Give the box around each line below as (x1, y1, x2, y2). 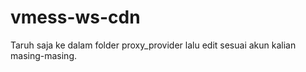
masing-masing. (10, 49, 77, 61)
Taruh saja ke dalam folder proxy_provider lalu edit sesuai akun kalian (10, 39, 297, 51)
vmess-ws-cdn (10, 6, 141, 29)
